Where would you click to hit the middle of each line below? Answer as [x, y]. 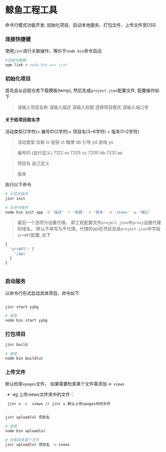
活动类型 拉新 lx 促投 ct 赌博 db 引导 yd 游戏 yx [65, 142]
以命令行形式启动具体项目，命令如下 [42, 293]
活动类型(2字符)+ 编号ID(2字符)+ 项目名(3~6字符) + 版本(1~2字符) [72, 132]
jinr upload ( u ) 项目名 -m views [38, 445]
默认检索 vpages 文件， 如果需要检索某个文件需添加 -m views [65, 384]
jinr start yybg [22, 307]
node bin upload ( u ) [25, 431]
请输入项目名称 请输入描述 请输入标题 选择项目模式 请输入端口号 [83, 107]
